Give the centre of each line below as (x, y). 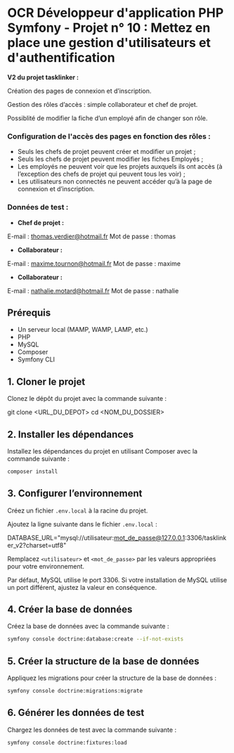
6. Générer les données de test (76, 713)
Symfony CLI (36, 359)
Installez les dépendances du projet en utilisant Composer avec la (103, 451)
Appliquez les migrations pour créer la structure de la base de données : (112, 678)
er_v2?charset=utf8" (37, 545)
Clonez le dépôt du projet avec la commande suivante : (87, 399)
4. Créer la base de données (70, 610)
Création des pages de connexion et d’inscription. (79, 91)
